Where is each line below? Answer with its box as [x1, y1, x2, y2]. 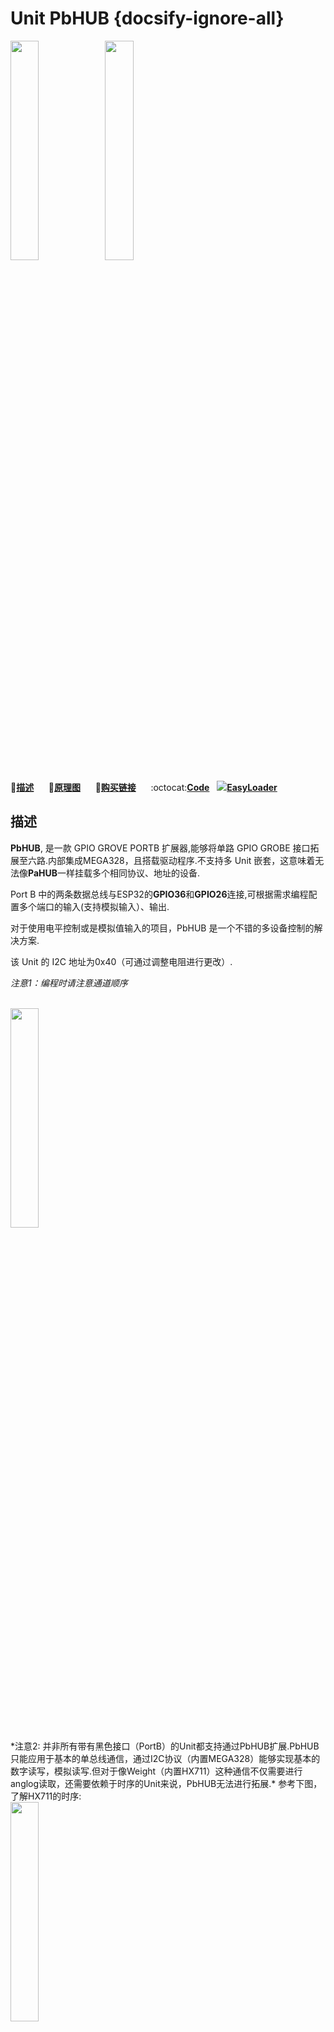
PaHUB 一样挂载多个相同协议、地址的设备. [28, 867, 201, 879]
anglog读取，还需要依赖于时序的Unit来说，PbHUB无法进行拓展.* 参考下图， [10, 1777, 323, 1789]
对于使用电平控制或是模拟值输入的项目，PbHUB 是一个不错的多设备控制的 [10, 922, 315, 934]
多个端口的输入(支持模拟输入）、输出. [18, 900, 170, 912]
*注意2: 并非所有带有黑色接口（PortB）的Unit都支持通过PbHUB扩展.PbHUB [10, 1740, 320, 1752]
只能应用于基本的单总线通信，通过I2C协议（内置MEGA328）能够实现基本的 [10, 1752, 321, 1764]
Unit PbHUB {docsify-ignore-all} [10, 7, 285, 30]
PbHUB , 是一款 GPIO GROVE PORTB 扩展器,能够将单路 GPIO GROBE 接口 [10, 842, 311, 854]
